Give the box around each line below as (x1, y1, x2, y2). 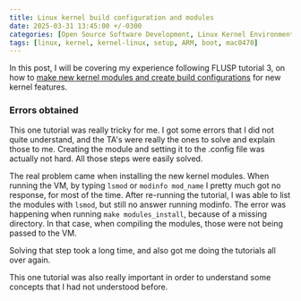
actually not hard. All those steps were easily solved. (9, 153, 203, 164)
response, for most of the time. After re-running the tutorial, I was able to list (9, 189, 291, 200)
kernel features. (9, 82, 68, 92)
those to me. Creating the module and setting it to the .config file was (9, 143, 265, 154)
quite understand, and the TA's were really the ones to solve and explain (9, 133, 276, 144)
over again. (9, 254, 51, 265)
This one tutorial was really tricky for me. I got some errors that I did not (9, 125, 275, 135)
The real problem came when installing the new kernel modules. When (9, 170, 270, 181)
